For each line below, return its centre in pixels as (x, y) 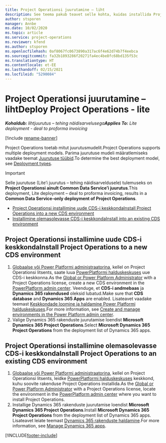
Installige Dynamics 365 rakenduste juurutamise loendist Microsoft (81, 405)
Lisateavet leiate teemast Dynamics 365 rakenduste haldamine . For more (86, 421)
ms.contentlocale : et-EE (31, 65)
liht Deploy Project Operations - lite (78, 109)
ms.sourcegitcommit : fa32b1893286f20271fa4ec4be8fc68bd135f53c (72, 56)
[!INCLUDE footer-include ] (31, 436)
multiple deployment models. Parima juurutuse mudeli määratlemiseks (77, 153)
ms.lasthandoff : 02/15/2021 (34, 70)
